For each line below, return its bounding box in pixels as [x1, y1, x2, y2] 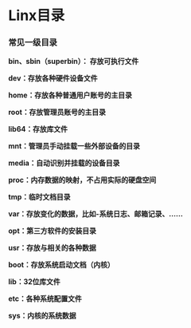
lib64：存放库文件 [8, 124, 68, 134]
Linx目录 [8, 6, 65, 25]
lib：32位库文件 [8, 277, 61, 287]
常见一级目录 [8, 37, 58, 48]
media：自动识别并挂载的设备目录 [8, 158, 120, 168]
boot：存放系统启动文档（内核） [8, 260, 115, 270]
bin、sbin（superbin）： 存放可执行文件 [8, 57, 139, 66]
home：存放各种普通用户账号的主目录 [8, 90, 133, 100]
